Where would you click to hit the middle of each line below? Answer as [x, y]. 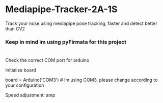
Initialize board [21, 70]
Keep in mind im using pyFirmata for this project [66, 42]
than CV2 [15, 28]
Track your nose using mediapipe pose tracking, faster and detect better [81, 23]
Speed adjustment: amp [30, 95]
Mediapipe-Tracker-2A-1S [61, 9]
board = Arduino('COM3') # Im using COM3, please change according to [81, 80]
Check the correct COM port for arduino [47, 60]
